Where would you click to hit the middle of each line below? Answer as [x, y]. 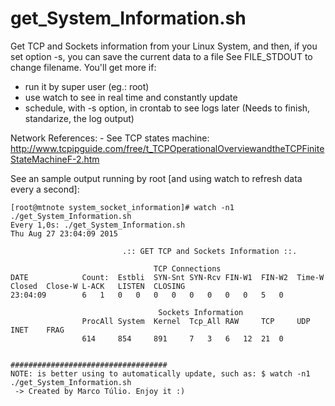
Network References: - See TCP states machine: [110, 138]
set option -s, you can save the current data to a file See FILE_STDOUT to [161, 56]
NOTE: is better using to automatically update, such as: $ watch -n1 [160, 373]
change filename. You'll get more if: [83, 67]
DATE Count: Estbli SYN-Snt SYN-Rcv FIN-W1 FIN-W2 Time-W [167, 277]
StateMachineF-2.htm [55, 159]
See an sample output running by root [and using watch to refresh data [156, 178]
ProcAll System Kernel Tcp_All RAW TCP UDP [196, 321]
